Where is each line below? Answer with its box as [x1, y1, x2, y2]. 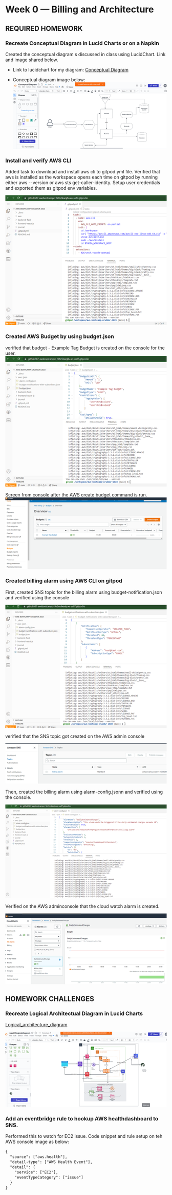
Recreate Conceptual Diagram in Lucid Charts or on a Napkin [5, 40, 160, 47]
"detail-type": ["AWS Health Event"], [10, 1160, 93, 1165]
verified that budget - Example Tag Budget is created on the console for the [5, 345, 165, 351]
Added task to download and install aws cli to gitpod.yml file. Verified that [5, 168, 160, 174]
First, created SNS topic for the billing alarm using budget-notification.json [5, 589, 162, 595]
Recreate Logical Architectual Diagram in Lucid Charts [5, 1010, 143, 1017]
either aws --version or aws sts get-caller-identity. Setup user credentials [5, 179, 160, 186]
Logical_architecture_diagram [5, 1022, 68, 1028]
